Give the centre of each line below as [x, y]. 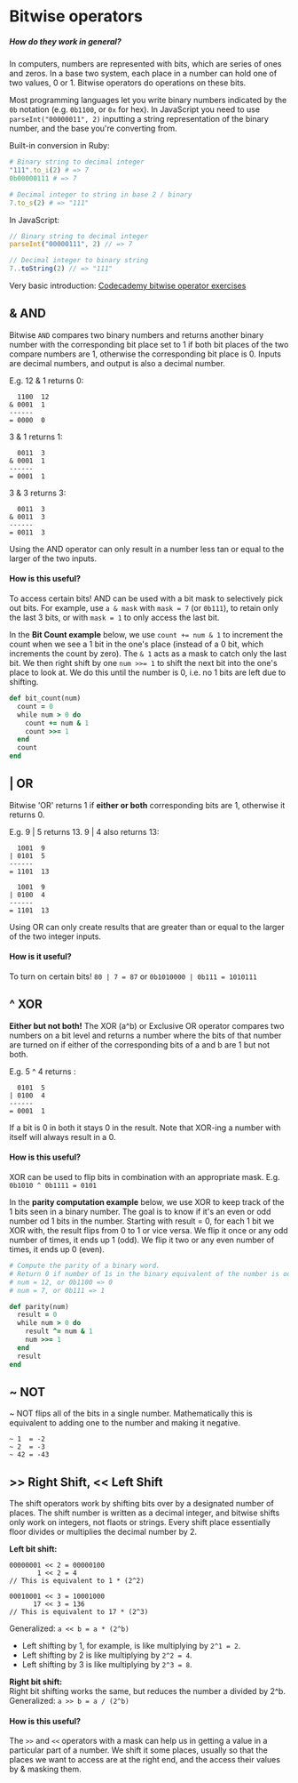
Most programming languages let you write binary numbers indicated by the [148, 100]
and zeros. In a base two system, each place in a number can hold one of [143, 74]
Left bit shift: [33, 1549]
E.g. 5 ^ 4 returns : [43, 1071]
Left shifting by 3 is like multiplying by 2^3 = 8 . [107, 1665]
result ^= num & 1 [59, 1331]
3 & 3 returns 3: [38, 493]
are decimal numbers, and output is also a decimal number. [118, 363]
